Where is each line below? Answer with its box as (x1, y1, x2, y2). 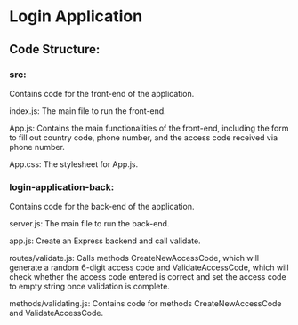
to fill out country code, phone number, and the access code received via (9, 131, 278, 143)
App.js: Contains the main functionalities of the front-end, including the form (9, 123, 289, 133)
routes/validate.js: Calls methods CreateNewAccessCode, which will (9, 253, 260, 264)
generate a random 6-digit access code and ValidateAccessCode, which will (9, 262, 289, 273)
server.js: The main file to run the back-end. (9, 218, 170, 229)
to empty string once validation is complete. (9, 281, 171, 292)
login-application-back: (9, 180, 115, 193)
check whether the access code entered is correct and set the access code (9, 272, 286, 282)
